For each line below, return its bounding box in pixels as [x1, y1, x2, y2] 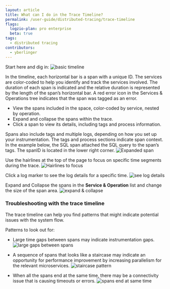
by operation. [12, 110, 41, 117]
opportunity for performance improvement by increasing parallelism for [12, 257, 162, 263]
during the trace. [5, 162, 41, 168]
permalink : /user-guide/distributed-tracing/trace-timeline [5, 17, 135, 22]
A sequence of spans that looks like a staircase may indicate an [12, 251, 146, 258]
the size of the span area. [5, 187, 59, 193]
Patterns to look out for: [5, 227, 55, 233]
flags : [5, 21, 19, 27]
